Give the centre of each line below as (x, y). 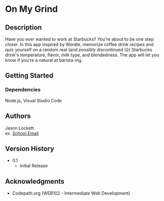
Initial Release (34, 166)
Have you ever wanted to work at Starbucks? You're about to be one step (80, 39)
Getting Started (29, 76)
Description (23, 27)
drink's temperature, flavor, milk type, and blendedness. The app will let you (82, 55)
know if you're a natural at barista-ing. (44, 60)
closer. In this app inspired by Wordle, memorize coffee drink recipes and (79, 44)
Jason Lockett (19, 128)
